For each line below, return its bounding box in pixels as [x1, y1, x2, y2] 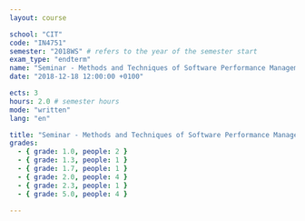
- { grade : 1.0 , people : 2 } [17, 147, 128, 156]
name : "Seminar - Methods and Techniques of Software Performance [9, 64, 266, 73]
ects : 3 [9, 88, 39, 97]
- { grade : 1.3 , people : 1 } [17, 156, 128, 165]
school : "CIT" [9, 29, 64, 39]
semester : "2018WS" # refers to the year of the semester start [9, 46, 258, 55]
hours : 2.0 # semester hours [9, 96, 120, 105]
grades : [9, 138, 39, 148]
